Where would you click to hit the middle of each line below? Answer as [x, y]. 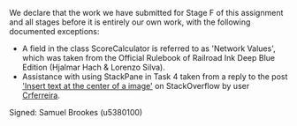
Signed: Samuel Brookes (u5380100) [76, 112]
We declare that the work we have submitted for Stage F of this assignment [146, 13]
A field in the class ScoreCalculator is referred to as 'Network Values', [148, 48]
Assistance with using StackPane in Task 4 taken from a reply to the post [155, 77]
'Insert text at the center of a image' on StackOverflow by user [136, 86]
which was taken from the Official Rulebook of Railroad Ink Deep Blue [148, 58]
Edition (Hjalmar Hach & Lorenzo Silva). [93, 67]
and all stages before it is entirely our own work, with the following [130, 22]
